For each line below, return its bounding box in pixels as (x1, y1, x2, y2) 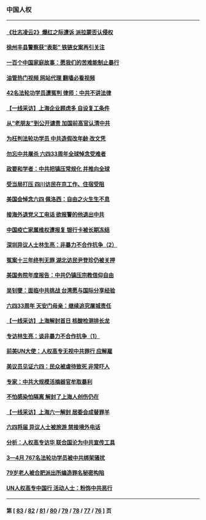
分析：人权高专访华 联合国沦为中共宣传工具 (6, 438, 115, 446)
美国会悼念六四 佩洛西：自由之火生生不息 (6, 195, 110, 203)
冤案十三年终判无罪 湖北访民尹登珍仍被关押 (6, 256, 115, 263)
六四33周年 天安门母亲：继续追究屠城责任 (6, 302, 112, 309)
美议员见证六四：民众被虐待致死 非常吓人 (6, 362, 110, 370)
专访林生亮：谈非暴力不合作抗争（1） (6, 332, 101, 340)
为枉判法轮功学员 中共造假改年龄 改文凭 (6, 135, 106, 142)
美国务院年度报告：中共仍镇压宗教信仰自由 (6, 271, 114, 279)
